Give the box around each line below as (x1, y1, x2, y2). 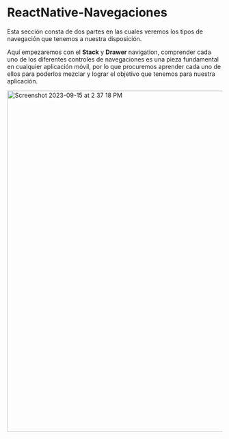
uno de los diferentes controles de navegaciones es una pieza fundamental (7, 55, 219, 63)
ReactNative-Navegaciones (7, 5, 167, 21)
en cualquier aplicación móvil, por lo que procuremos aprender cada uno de (7, 62, 221, 70)
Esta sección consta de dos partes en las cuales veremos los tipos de (7, 27, 204, 36)
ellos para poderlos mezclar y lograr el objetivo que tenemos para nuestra (7, 70, 215, 78)
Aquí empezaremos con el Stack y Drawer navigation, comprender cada (7, 48, 212, 56)
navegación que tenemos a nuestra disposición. (7, 34, 142, 42)
